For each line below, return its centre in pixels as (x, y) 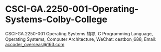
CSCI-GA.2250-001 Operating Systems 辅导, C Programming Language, (79, 33)
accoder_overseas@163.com (35, 44)
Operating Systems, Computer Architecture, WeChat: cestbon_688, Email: (81, 39)
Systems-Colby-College (56, 19)
